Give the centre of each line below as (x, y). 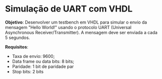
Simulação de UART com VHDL (69, 9)
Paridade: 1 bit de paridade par (43, 66)
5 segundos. (18, 38)
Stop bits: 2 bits (28, 71)
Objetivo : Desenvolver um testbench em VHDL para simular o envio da (76, 22)
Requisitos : (17, 47)
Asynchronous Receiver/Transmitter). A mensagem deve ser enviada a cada (81, 32)
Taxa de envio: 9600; (33, 56)
